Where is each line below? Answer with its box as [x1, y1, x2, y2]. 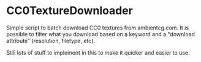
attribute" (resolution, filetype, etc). [6, 37, 96, 44]
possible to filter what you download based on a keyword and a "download [6, 30, 195, 37]
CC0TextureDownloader [6, 4, 133, 18]
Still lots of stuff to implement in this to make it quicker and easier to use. [6, 48, 190, 56]
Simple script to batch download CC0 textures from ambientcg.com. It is [6, 24, 189, 31]
